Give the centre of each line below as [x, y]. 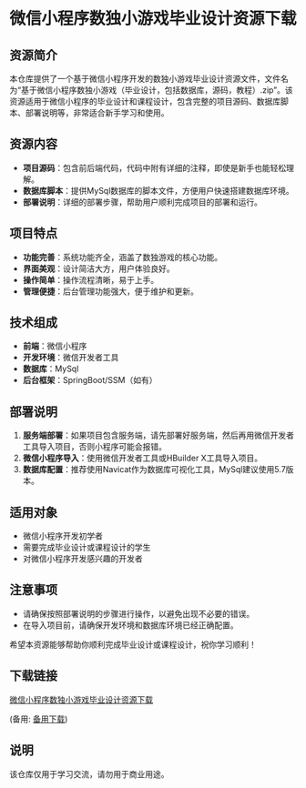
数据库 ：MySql [51, 369]
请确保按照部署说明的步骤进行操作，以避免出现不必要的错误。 [138, 613]
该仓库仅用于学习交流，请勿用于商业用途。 [89, 773]
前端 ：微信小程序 [55, 346]
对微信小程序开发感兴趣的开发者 [82, 559]
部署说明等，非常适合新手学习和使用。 [97, 113]
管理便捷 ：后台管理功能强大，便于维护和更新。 [110, 291]
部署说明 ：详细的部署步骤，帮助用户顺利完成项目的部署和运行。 [142, 202]
